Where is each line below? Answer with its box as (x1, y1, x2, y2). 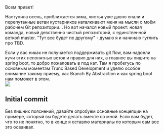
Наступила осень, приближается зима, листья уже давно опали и (5, 14, 145, 19)
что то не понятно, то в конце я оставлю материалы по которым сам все (5, 119, 159, 125)
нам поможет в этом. (5, 76, 50, 82)
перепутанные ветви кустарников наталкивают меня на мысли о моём (5, 19, 156, 25)
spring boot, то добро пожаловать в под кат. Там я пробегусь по (5, 60, 141, 66)
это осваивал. (5, 124, 35, 130)
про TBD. (5, 40, 24, 46)
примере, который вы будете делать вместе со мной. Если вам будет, (5, 113, 154, 119)
